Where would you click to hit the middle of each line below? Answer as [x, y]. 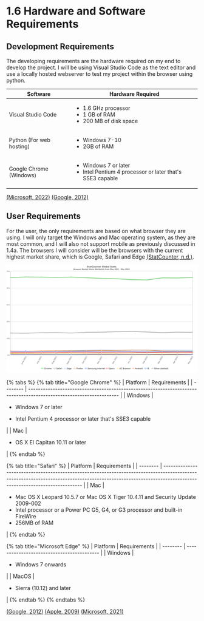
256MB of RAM [34, 523]
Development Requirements [60, 46]
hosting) [19, 146]
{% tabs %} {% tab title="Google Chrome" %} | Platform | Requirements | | [100, 382]
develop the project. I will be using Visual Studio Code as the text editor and [101, 67]
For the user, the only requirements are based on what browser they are [96, 231]
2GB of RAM [98, 146]
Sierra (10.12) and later [43, 588]
